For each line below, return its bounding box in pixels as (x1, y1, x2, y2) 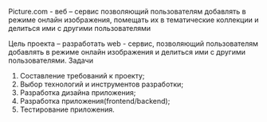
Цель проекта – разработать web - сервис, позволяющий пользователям (8, 39, 259, 48)
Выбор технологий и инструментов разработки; (19, 79, 184, 89)
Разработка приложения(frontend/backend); (19, 97, 171, 105)
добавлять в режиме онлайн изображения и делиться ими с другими (8, 48, 245, 56)
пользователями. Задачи (8, 55, 94, 65)
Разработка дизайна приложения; (19, 88, 136, 97)
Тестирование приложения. (19, 105, 115, 114)
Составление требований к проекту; (19, 71, 145, 80)
